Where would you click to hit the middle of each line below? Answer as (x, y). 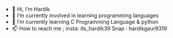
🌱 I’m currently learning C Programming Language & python (85, 22)
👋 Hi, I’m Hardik (31, 9)
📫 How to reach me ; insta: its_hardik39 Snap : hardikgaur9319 (89, 28)
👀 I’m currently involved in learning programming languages (85, 15)
